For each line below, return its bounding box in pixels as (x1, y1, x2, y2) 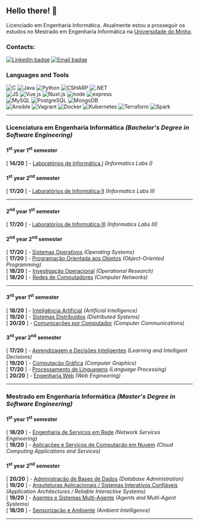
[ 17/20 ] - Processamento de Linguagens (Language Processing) (6, 366, 167, 373)
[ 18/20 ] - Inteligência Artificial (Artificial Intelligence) (6, 307, 138, 314)
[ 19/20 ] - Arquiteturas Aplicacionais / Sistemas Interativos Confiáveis (6, 482, 178, 489)
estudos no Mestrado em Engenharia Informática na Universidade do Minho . (6, 28, 192, 35)
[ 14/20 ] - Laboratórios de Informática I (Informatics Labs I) (6, 160, 153, 167)
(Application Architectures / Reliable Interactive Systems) (6, 488, 146, 495)
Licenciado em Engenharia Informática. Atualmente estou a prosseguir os (6, 21, 185, 28)
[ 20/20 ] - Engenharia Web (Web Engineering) (6, 372, 121, 379)
